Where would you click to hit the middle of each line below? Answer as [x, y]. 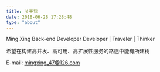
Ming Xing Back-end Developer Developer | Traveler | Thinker [81, 39]
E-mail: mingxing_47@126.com [43, 63]
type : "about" [23, 22]
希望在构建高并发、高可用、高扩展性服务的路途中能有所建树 [78, 51]
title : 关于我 [22, 11]
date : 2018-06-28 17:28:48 [39, 17]
